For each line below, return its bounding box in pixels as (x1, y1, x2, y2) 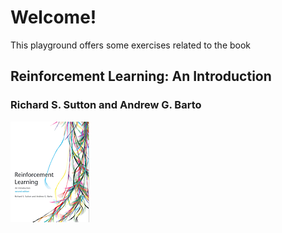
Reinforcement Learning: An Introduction (10, 68, 272, 85)
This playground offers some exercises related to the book (10, 39, 252, 51)
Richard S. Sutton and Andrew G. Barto (10, 98, 202, 112)
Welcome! (10, 6, 97, 29)
